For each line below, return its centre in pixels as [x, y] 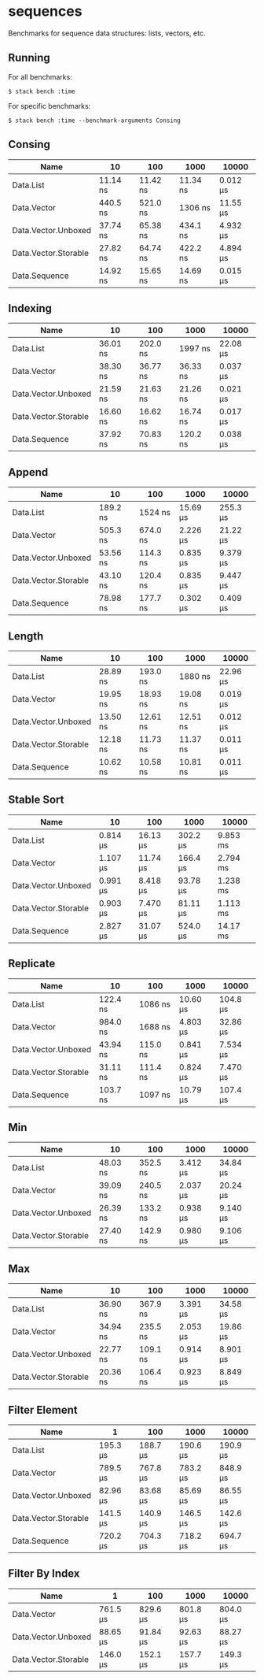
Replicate [32, 964]
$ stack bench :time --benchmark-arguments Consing [94, 121]
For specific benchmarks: [49, 106]
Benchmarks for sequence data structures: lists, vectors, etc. [107, 33]
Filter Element [43, 1409]
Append [28, 472]
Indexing [30, 308]
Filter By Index [44, 1574]
